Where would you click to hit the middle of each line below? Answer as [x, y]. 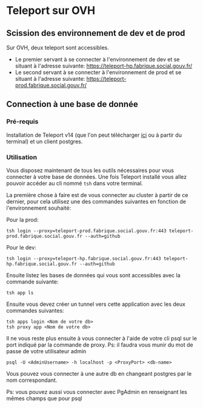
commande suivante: [32, 282]
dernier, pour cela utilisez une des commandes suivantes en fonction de [96, 201]
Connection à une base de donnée [72, 104]
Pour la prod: [22, 220]
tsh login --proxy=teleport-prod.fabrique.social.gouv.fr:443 [86, 231]
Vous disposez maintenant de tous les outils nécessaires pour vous [90, 170]
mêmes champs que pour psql [44, 398]
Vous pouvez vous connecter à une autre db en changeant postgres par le [99, 373]
